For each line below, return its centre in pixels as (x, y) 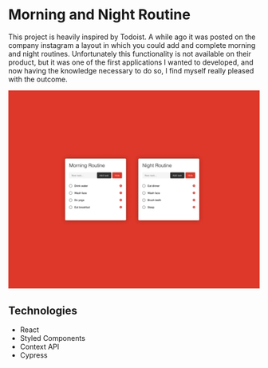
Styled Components (53, 338)
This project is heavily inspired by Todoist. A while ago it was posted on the (132, 37)
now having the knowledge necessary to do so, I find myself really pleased (131, 70)
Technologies (43, 311)
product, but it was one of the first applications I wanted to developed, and (131, 62)
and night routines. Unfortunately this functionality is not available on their (130, 53)
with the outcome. (38, 79)
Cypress (33, 355)
